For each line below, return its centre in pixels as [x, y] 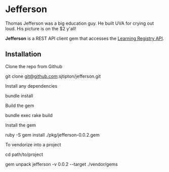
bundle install [19, 96]
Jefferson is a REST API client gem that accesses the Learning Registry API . [85, 38]
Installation [23, 54]
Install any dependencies [31, 86]
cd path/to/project [24, 154]
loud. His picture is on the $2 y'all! [41, 28]
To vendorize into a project [33, 144]
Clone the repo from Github [34, 66]
